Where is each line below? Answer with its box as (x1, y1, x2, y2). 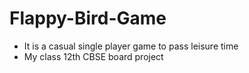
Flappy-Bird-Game (9, 7, 167, 30)
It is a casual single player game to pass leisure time (23, 40, 239, 52)
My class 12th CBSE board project (23, 50, 164, 62)
